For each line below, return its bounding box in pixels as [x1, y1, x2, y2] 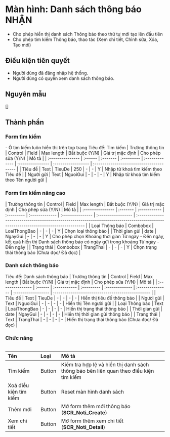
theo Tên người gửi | [5, 177, 47, 183]
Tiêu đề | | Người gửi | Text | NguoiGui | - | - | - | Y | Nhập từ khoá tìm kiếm [5, 171, 160, 178]
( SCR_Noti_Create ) [61, 409, 107, 416]
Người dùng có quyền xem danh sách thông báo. [12, 75, 115, 81]
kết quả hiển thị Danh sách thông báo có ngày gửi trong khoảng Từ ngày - [5, 239, 159, 245]
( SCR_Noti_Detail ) [61, 424, 105, 431]
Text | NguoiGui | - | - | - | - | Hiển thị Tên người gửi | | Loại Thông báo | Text [5, 300, 163, 307]
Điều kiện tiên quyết [5, 57, 70, 65]
